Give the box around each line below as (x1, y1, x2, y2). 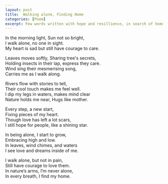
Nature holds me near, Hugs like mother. (5, 97, 88, 103)
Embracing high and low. (5, 137, 56, 143)
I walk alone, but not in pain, (5, 158, 63, 164)
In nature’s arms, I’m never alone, (5, 168, 73, 174)
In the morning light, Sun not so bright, (5, 35, 84, 41)
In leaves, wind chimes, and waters (5, 143, 77, 149)
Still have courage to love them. (5, 163, 70, 169)
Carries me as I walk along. (5, 71, 61, 77)
